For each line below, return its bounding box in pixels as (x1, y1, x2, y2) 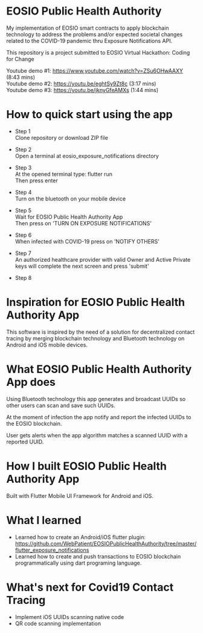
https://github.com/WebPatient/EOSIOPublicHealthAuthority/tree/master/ (14, 540, 197, 547)
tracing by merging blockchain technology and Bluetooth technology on (6, 334, 185, 342)
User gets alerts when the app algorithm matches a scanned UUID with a (6, 431, 188, 439)
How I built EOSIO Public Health (6, 459, 167, 473)
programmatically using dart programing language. (14, 559, 142, 566)
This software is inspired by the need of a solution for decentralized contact (6, 328, 195, 336)
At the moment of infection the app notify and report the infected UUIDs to (6, 413, 192, 420)
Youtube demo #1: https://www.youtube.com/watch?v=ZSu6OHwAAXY (6, 67, 183, 74)
